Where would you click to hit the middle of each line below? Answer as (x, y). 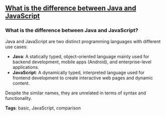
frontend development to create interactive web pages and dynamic (82, 78)
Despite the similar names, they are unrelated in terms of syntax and (76, 93)
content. (21, 83)
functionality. (19, 98)
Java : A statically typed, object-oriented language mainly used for (81, 56)
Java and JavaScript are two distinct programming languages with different (83, 41)
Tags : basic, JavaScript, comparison (43, 108)
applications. (26, 67)
